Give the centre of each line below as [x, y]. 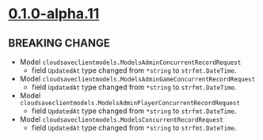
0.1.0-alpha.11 [54, 14]
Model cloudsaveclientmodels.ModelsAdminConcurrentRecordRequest [130, 62]
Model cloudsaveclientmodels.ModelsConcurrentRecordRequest [122, 119]
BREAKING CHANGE [59, 43]
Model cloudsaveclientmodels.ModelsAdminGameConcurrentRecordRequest [137, 79]
